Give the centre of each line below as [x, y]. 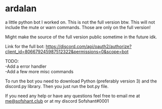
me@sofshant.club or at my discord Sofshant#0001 [57, 101]
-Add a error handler [26, 66]
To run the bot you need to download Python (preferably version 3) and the [81, 81]
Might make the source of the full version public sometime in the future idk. [81, 37]
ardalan [21, 9]
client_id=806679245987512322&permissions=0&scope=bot [67, 52]
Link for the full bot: [25, 46]
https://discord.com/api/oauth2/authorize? [89, 46]
